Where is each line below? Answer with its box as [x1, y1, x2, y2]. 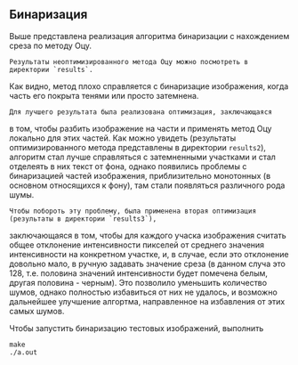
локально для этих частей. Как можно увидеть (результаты [9, 133, 237, 143]
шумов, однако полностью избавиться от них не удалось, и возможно [9, 287, 278, 297]
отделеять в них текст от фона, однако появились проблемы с [9, 160, 247, 172]
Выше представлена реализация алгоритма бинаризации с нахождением [9, 30, 290, 41]
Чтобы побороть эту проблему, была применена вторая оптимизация [9, 207, 256, 215]
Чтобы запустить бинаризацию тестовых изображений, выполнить [9, 322, 264, 333]
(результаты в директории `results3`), [9, 214, 157, 223]
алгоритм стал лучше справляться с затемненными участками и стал [9, 151, 276, 162]
